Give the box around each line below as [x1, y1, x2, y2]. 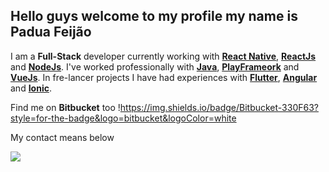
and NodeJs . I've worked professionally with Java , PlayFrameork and [10, 60, 300, 73]
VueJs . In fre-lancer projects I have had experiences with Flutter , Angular [10, 71, 318, 83]
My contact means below [10, 131, 115, 143]
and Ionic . [10, 82, 52, 94]
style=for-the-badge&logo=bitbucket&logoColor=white [10, 112, 237, 124]
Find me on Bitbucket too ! [10, 101, 121, 113]
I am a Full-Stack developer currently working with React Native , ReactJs [10, 50, 317, 62]
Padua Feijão [10, 24, 92, 41]
